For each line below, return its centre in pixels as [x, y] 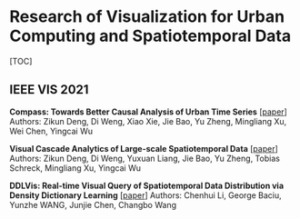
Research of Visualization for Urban [147, 17]
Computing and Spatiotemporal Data [150, 36]
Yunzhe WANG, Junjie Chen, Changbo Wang [93, 204]
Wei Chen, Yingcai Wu [51, 131]
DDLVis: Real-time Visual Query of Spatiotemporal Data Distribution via [147, 185]
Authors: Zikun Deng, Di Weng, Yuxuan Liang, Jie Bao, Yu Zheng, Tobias [145, 158]
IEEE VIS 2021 [49, 90]
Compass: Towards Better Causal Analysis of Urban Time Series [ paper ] [149, 112]
